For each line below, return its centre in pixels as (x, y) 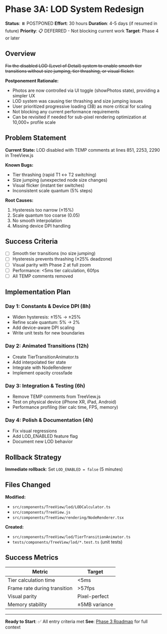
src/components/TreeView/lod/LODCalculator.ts (61, 507)
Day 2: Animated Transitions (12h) (47, 346)
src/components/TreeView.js (41, 512)
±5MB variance (95, 604)
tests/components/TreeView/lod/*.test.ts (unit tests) (67, 542)
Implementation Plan (38, 292)
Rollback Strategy (33, 457)
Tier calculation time (32, 580)
